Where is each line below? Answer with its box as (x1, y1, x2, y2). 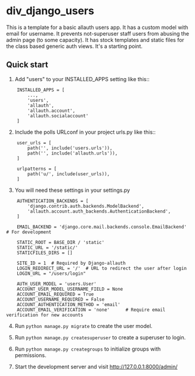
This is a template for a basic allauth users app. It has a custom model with (6, 24, 188, 31)
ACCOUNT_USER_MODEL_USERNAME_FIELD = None (17, 286, 123, 292)
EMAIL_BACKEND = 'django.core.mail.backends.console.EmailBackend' (17, 224, 187, 230)
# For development (6, 229, 52, 235)
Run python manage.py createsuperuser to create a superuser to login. (14, 333, 186, 341)
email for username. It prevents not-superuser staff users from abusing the (6, 30, 190, 37)
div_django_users (6, 4, 95, 18)
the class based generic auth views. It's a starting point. (6, 43, 143, 50)
